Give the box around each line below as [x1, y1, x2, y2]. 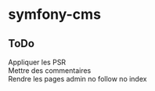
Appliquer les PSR [8, 57, 67, 67]
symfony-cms [8, 5, 102, 24]
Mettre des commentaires [8, 66, 92, 75]
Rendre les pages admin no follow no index [8, 75, 147, 83]
